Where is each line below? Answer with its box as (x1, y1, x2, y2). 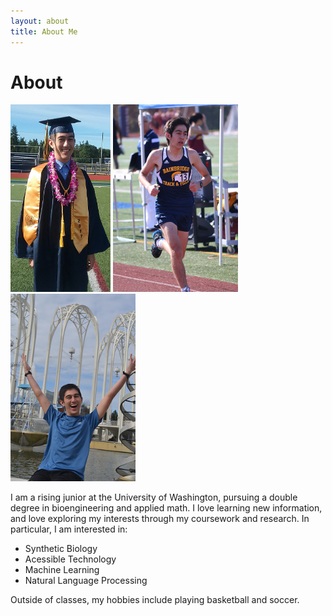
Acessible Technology (24, 553, 117, 565)
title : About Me (10, 26, 78, 37)
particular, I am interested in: (10, 523, 128, 535)
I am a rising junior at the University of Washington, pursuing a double (10, 491, 298, 504)
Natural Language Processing (24, 575, 148, 587)
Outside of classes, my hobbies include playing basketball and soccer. (10, 594, 300, 606)
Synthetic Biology (24, 543, 98, 555)
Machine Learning (24, 564, 100, 576)
